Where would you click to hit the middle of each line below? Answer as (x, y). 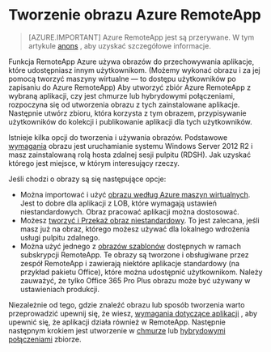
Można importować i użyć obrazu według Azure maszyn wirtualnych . (135, 194)
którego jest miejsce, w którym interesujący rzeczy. (94, 163)
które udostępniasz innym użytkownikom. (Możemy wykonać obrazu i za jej (134, 70)
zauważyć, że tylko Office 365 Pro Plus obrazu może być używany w (135, 280)
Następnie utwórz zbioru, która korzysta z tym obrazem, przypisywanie (127, 113)
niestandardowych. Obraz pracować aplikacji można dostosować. (130, 211)
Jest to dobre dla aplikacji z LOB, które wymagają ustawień (118, 203)
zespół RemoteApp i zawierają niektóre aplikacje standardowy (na (130, 263)
